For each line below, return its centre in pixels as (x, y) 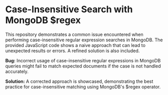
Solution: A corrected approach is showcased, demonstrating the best (79, 81)
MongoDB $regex (43, 20)
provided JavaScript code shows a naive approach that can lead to (76, 45)
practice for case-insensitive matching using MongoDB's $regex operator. (83, 87)
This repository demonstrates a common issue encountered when (74, 34)
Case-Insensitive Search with (69, 9)
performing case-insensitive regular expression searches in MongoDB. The (84, 40)
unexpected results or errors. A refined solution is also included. (73, 51)
